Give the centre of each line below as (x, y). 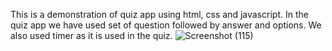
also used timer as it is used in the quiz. (91, 35)
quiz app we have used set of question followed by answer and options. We (166, 25)
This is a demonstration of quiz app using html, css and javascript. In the (159, 14)
